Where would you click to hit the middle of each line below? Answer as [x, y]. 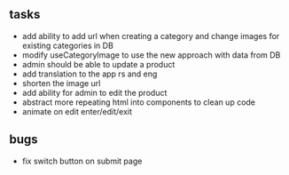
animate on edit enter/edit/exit [77, 111]
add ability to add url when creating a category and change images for [151, 36]
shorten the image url [61, 83]
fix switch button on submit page [82, 161]
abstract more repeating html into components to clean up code [138, 102]
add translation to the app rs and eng [90, 74]
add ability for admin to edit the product [94, 92]
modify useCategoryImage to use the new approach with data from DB [151, 55]
